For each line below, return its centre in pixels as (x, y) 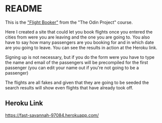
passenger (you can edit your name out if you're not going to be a (72, 68)
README (24, 9)
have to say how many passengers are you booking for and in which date (80, 42)
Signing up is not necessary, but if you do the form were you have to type (80, 57)
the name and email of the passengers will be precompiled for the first (77, 62)
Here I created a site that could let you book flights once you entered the (79, 32)
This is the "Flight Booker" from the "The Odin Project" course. (69, 22)
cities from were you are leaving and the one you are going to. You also (78, 37)
